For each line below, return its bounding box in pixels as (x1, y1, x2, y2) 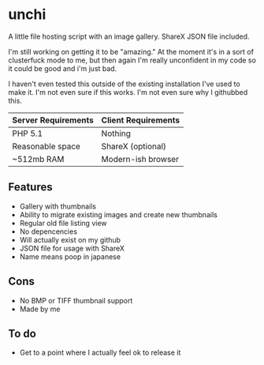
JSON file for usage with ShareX (19, 243, 125, 253)
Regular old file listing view (19, 218, 108, 228)
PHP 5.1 (12, 128, 43, 139)
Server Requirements (12, 115, 95, 126)
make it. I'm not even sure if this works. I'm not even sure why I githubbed (8, 87, 248, 96)
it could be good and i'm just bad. (8, 63, 117, 73)
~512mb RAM (12, 153, 65, 164)
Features (8, 180, 53, 194)
